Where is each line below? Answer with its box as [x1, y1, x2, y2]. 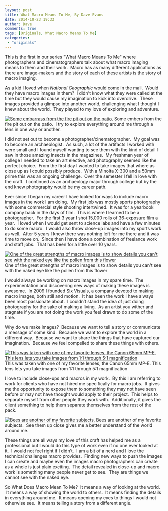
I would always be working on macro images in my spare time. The [5, 277, 144, 283]
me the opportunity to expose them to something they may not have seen [5, 386, 156, 392]
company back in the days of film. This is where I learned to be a [5, 209, 140, 215]
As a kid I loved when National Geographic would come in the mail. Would [5, 85, 159, 91]
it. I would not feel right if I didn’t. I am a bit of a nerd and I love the [5, 448, 144, 454]
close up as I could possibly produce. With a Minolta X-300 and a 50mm [5, 168, 155, 174]
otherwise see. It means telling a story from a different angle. [5, 500, 132, 506]
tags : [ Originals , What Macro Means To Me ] [5, 31, 97, 36]
